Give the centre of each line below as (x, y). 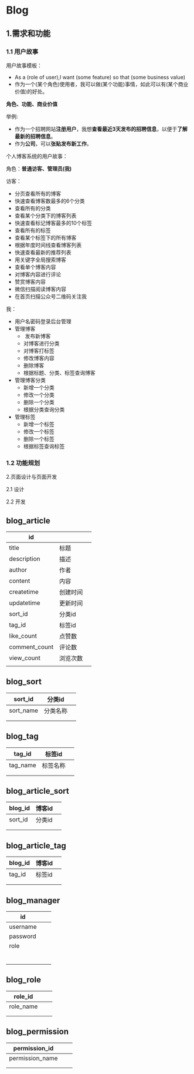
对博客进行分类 (41, 343)
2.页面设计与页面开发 (32, 477)
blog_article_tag (36, 846)
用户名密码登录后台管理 (43, 321)
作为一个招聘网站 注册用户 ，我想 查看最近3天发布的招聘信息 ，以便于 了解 (101, 129)
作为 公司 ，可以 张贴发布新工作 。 (53, 143)
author (18, 569)
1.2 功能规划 (23, 463)
